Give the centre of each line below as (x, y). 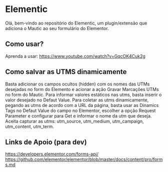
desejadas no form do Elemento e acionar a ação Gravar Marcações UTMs (82, 89)
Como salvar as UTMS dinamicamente (66, 72)
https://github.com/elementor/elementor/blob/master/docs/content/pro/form (84, 159)
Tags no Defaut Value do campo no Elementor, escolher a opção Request (80, 110)
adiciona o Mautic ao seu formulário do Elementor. (57, 28)
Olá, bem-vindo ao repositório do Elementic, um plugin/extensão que (76, 23)
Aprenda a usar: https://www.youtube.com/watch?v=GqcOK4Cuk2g (75, 56)
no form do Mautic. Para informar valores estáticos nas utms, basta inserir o (83, 94)
